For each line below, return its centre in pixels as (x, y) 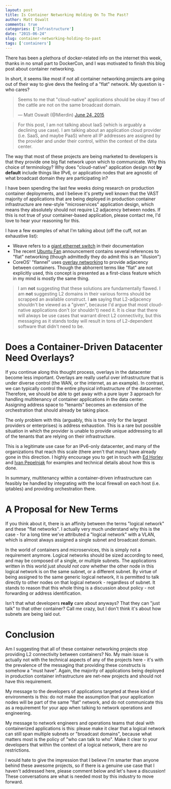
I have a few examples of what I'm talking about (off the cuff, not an (76, 230)
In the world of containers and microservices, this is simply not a (73, 550)
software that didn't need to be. (51, 326)
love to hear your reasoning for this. (43, 220)
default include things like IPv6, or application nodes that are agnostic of (81, 172)
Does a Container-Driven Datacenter (84, 347)
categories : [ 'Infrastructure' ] (39, 29)
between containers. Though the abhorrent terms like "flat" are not (83, 267)
